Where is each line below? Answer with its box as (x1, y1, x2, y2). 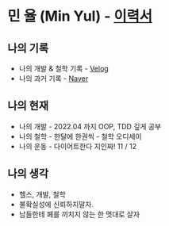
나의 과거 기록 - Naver (18, 74, 89, 83)
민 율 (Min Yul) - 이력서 (7, 7, 152, 25)
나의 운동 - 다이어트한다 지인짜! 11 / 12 (18, 141, 136, 151)
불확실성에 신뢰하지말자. (18, 199, 94, 209)
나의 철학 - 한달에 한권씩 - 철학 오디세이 (18, 132, 142, 141)
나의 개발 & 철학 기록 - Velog (18, 64, 109, 73)
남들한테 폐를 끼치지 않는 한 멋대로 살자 (18, 209, 140, 219)
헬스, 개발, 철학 (18, 190, 67, 199)
